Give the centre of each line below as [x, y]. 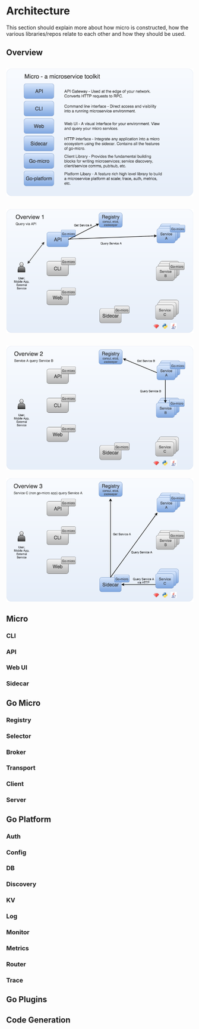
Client [15, 784]
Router [16, 964]
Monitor [18, 932]
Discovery [21, 884]
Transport [21, 768]
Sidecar [18, 684]
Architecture [38, 11]
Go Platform [29, 819]
